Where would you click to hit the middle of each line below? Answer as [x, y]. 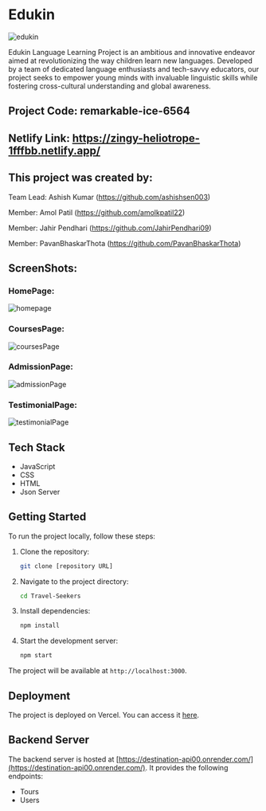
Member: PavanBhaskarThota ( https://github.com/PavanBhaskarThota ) [125, 243]
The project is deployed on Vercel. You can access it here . [104, 715]
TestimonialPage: [43, 405]
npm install [39, 626]
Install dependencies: [55, 611]
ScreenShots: [43, 268]
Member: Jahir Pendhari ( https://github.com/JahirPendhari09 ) [110, 228]
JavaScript [37, 466]
